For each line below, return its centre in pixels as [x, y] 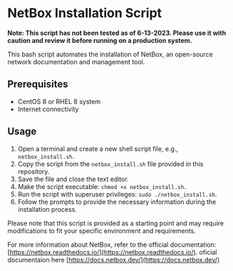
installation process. [47, 209]
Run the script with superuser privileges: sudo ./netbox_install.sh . [117, 194]
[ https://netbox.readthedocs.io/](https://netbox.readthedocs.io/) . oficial [112, 252]
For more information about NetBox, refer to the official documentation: [112, 245]
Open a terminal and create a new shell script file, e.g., [98, 148]
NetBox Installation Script [85, 13]
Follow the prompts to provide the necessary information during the [117, 202]
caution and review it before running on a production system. [100, 40]
